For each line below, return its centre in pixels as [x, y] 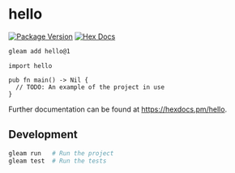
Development [43, 135]
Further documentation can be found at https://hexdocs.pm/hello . [118, 109]
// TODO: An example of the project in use [90, 87]
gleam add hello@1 [39, 51]
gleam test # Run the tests [58, 161]
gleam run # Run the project [61, 153]
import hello [30, 65]
